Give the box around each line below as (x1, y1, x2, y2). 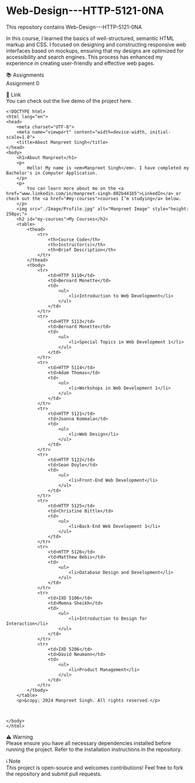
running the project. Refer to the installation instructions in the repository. (6, 746, 182, 753)
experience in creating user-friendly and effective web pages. (6, 60, 155, 67)
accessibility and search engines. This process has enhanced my (6, 53, 163, 60)
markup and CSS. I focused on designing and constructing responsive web (6, 41, 187, 48)
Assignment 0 (6, 80, 40, 87)
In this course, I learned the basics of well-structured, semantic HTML (6, 35, 175, 42)
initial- (149, 129, 171, 135)
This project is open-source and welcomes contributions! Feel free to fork (6, 764, 184, 771)
